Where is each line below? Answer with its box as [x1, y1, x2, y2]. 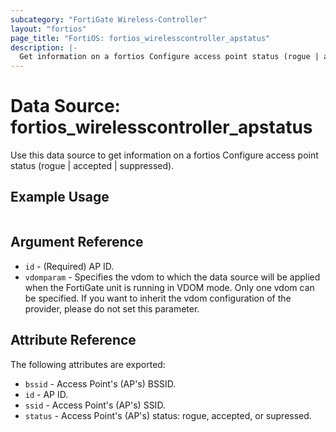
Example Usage [10, 189, 110, 206]
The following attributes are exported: [10, 358, 166, 370]
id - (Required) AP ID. [24, 260, 115, 272]
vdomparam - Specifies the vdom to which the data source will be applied [24, 271, 321, 283]
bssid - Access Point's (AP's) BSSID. [24, 377, 177, 390]
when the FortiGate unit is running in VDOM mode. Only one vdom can [24, 281, 315, 293]
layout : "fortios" [10, 24, 87, 34]
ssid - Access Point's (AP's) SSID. [24, 399, 166, 411]
